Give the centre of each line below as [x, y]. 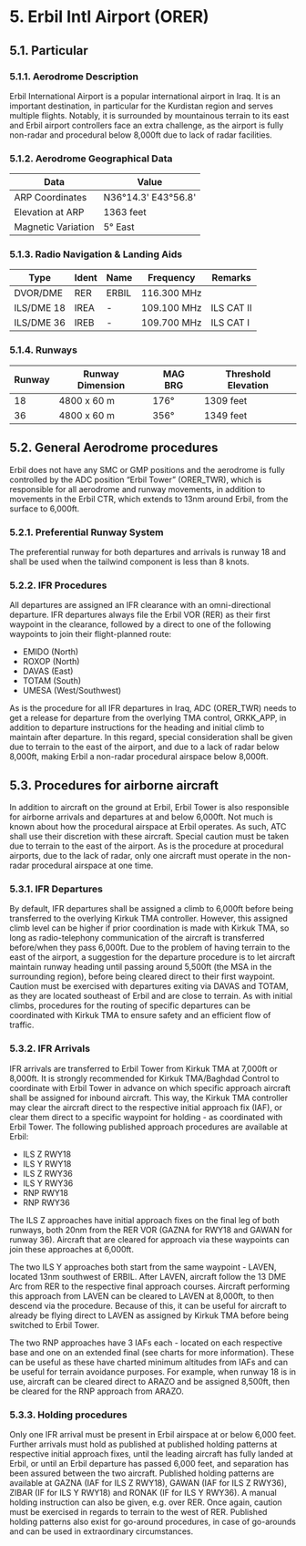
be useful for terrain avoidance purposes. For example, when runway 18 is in [153, 1371]
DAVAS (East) [48, 671]
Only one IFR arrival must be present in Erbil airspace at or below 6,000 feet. [153, 1434]
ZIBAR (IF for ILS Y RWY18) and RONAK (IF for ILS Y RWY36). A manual [143, 1492]
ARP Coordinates [51, 198]
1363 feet [125, 212]
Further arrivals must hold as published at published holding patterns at [143, 1444]
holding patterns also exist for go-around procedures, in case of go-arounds [153, 1521]
